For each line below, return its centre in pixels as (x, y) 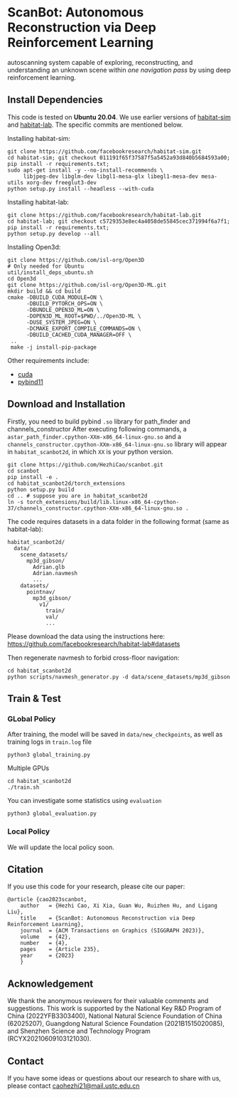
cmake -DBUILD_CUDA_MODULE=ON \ (55, 297)
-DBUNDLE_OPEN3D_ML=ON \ (63, 310)
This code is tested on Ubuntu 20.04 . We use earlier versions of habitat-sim (119, 117)
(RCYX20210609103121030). (49, 1039)
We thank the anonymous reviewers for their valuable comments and (108, 1001)
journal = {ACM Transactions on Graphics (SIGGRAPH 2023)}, (112, 931)
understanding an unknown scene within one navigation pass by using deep (119, 70)
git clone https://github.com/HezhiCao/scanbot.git (85, 464)
